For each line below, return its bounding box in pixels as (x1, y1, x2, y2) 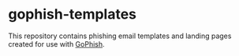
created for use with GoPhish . (8, 39, 105, 48)
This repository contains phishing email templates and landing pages (8, 31, 232, 40)
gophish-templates (8, 5, 136, 23)
